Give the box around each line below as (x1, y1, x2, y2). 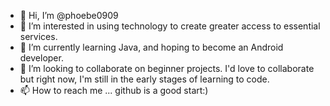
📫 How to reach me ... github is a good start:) (19, 85, 209, 96)
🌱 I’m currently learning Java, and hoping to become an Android (19, 41, 284, 53)
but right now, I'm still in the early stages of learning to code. (19, 73, 270, 85)
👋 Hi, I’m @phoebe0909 (19, 10, 119, 21)
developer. (19, 52, 64, 64)
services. (19, 31, 58, 42)
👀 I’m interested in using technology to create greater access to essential (19, 20, 321, 32)
